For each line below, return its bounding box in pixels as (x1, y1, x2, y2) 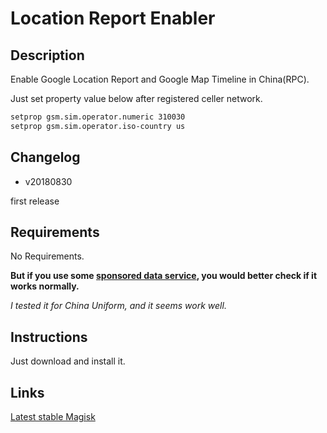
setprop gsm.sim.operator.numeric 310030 (10, 112, 186, 122)
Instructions (10, 328, 88, 346)
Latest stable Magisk (10, 411, 96, 422)
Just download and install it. (10, 355, 126, 367)
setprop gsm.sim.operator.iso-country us (10, 121, 186, 131)
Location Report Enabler (10, 7, 216, 30)
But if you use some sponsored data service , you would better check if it (10, 270, 318, 282)
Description (10, 47, 85, 64)
